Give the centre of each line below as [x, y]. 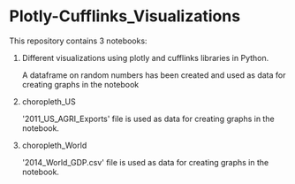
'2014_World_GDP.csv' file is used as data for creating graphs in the [145, 162]
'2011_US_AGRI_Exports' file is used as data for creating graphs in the [148, 119]
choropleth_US [49, 101]
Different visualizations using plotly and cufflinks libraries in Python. [145, 57]
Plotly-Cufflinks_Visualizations [125, 16]
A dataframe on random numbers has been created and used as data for [154, 75]
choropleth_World [54, 145]
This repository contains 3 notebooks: [78, 41]
